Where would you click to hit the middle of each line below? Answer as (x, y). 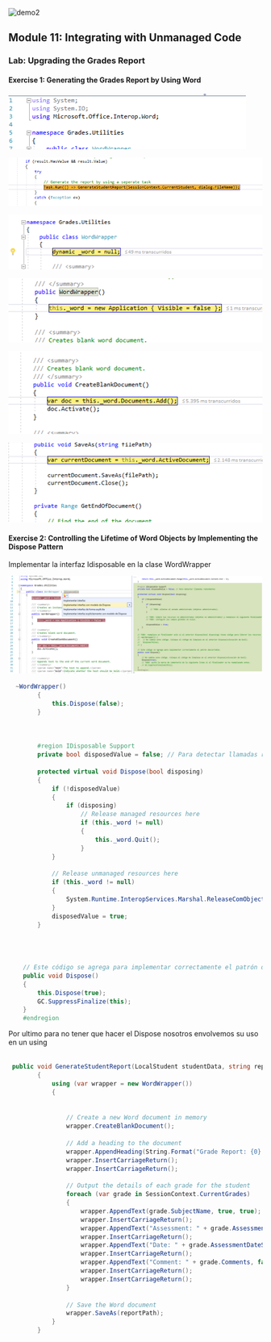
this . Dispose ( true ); (72, 993)
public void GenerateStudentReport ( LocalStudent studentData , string (131, 1067)
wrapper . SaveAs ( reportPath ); (115, 1313)
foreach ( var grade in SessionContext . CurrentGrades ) (158, 1194)
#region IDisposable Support (86, 746)
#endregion (41, 1019)
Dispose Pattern (36, 546)
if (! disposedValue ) (86, 789)
